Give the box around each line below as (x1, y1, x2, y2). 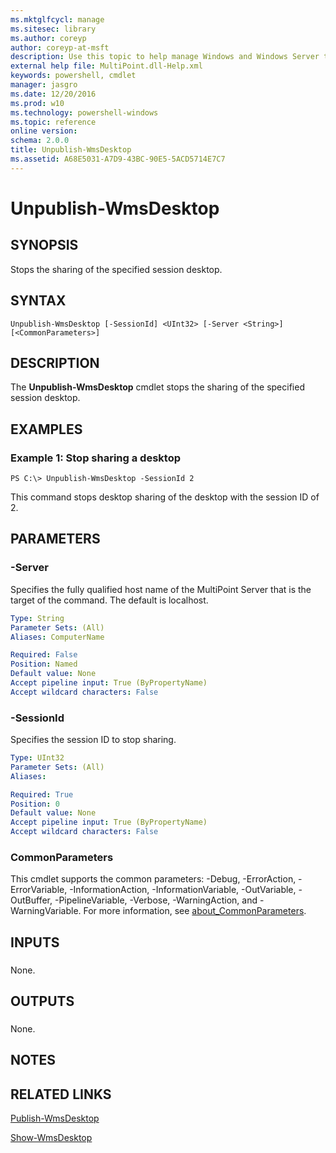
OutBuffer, (10, 894, 53, 906)
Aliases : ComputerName (10, 632, 105, 642)
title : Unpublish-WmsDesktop (10, 145, 132, 155)
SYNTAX (10, 292, 67, 310)
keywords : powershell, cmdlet (10, 71, 137, 81)
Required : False (10, 650, 78, 660)
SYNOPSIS (10, 237, 79, 254)
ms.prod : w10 (10, 98, 65, 108)
